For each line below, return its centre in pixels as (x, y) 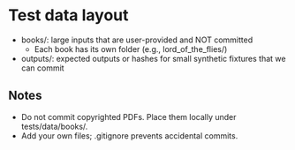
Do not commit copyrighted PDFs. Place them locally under (129, 116)
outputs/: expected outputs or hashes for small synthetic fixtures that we (153, 58)
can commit (42, 68)
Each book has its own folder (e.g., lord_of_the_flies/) (131, 49)
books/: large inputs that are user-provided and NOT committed (137, 40)
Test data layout (68, 15)
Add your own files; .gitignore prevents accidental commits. (129, 135)
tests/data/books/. (54, 126)
